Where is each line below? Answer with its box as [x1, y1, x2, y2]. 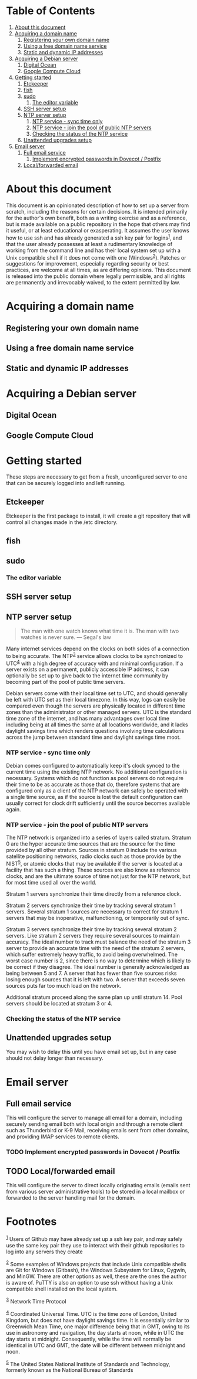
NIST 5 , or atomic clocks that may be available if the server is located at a [6, 859, 182, 867]
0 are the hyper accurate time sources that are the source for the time [6, 840, 175, 847]
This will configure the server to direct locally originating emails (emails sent [6, 1182, 191, 1189]
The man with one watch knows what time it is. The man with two [20, 627, 179, 635]
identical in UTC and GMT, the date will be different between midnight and [6, 1341, 186, 1349]
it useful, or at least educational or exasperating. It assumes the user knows [6, 227, 189, 234]
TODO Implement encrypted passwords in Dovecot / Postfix [6, 1148, 181, 1156]
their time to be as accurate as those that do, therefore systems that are [6, 781, 181, 788]
